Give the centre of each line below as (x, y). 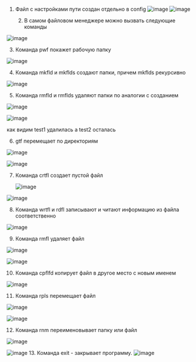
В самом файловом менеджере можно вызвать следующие (100, 20)
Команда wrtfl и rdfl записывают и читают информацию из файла (97, 210)
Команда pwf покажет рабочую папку (63, 50)
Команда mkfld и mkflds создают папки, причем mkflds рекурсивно (100, 73)
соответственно (36, 216)
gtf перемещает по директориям (57, 141)
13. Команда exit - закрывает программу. (81, 353)
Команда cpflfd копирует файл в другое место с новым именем (95, 273)
